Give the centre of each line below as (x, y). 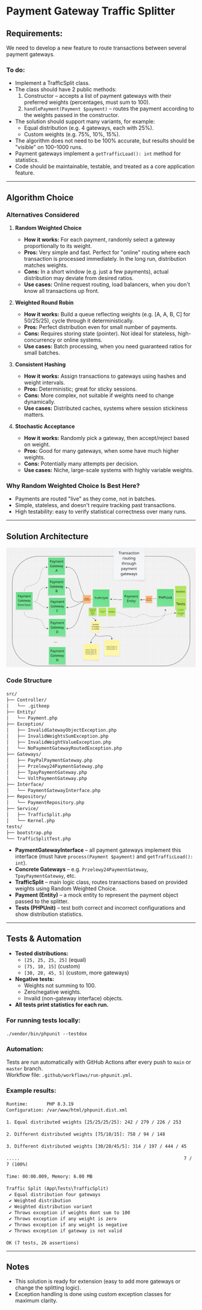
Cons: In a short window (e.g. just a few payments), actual (96, 271)
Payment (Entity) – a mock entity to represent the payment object (96, 895)
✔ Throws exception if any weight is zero (63, 1219)
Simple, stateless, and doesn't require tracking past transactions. (95, 505)
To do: (16, 69)
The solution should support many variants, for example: (85, 121)
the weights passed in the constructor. (71, 115)
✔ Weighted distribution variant (51, 1206)
